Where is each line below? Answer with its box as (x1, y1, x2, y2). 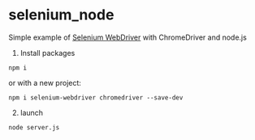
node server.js (8, 123, 60, 131)
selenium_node (8, 6, 115, 24)
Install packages (19, 48, 76, 57)
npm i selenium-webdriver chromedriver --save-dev (8, 93, 184, 102)
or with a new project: (8, 78, 81, 87)
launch (19, 108, 43, 117)
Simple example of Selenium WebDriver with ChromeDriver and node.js (8, 32, 248, 42)
